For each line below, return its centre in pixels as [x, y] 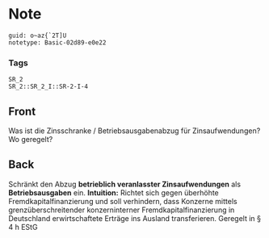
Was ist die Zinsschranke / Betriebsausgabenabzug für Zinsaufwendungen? [134, 131]
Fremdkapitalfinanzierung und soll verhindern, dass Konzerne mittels [123, 201]
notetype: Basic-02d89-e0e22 [57, 42]
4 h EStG [23, 227]
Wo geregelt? [31, 140]
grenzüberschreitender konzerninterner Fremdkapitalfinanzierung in [122, 210]
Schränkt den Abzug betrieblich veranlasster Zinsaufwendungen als [124, 184]
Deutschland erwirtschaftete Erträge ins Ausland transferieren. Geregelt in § [134, 218]
